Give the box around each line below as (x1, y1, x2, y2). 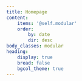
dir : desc (28, 37, 53, 43)
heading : (6, 49, 29, 55)
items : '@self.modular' (17, 20, 78, 26)
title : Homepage (6, 9, 47, 15)
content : (6, 15, 29, 21)
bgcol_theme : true (17, 65, 64, 72)
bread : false (17, 60, 50, 66)
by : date (28, 32, 50, 38)
